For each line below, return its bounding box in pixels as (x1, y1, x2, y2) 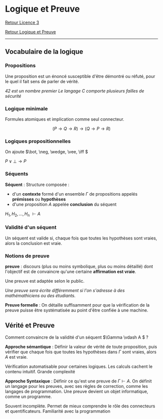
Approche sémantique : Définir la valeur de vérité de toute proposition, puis (5, 344, 157, 349)
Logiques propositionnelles (5, 138, 71, 145)
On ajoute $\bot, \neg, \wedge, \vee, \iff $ (5, 149, 88, 155)
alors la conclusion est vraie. (5, 240, 62, 246)
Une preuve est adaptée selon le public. (5, 278, 85, 284)
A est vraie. (5, 354, 28, 360)
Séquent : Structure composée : (5, 182, 69, 187)
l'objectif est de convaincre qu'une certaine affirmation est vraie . (5, 269, 136, 274)
